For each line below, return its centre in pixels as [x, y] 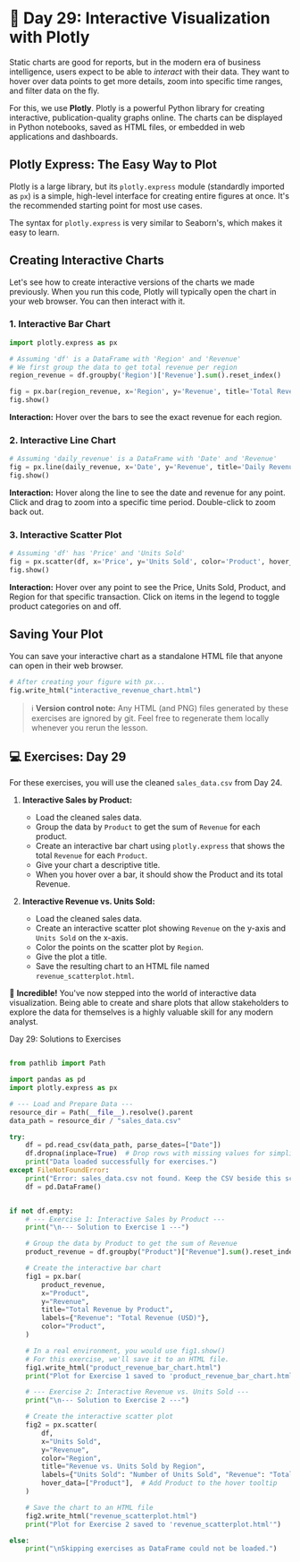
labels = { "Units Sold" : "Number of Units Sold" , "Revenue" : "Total [167, 1475]
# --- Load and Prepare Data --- [71, 1104]
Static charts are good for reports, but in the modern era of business [135, 62]
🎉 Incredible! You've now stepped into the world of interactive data [133, 993]
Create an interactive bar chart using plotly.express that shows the [160, 846]
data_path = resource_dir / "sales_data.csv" [95, 1120]
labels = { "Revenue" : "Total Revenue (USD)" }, [125, 1318]
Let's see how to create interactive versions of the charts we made [132, 282]
